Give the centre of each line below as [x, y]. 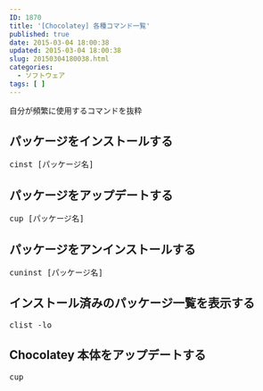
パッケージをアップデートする [91, 195]
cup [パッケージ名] [47, 219]
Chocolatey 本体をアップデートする [108, 355]
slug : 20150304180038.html [59, 59]
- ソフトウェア [41, 76]
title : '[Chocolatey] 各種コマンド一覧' [80, 26]
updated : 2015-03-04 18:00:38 [66, 51]
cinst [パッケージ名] [52, 165]
